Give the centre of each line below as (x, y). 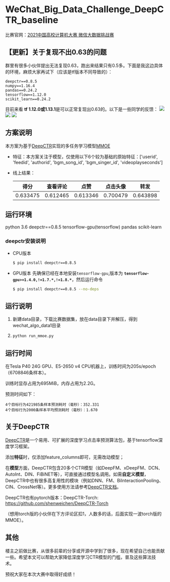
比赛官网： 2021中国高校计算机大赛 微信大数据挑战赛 (60, 34)
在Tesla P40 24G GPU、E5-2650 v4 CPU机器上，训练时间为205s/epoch (80, 366)
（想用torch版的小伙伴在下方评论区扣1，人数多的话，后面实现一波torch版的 (83, 514)
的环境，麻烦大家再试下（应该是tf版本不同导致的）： (59, 71)
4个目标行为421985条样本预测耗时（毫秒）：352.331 (52, 404)
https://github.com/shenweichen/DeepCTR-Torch (57, 503)
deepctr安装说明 (26, 241)
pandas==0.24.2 (21, 90)
